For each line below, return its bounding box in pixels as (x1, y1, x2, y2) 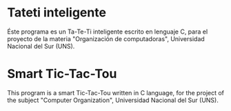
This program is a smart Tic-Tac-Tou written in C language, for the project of (7, 88, 225, 97)
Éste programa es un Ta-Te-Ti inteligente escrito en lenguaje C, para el (7, 27, 208, 36)
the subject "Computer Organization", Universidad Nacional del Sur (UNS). (7, 96, 219, 104)
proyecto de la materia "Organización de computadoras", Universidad (7, 34, 205, 42)
